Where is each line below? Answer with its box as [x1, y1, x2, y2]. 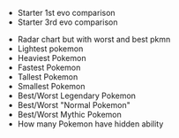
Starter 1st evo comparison [17, 8, 116, 18]
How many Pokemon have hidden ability [17, 119, 164, 129]
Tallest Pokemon [17, 72, 78, 82]
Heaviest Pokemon [17, 53, 86, 63]
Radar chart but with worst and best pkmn [17, 34, 171, 44]
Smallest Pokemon [17, 81, 86, 91]
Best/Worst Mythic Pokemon [17, 110, 122, 119]
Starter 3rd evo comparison [17, 17, 118, 27]
